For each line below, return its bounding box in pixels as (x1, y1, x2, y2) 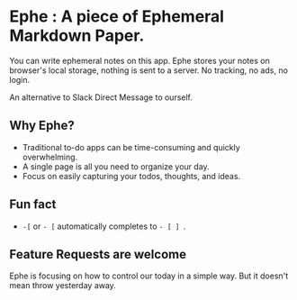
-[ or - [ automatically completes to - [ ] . (22, 221, 186, 232)
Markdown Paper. (9, 25, 145, 46)
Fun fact (9, 196, 57, 213)
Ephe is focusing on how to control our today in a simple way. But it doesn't (9, 270, 289, 281)
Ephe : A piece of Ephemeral (9, 6, 225, 27)
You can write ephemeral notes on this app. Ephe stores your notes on (9, 55, 270, 66)
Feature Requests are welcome (9, 246, 187, 262)
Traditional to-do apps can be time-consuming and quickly (22, 141, 240, 152)
